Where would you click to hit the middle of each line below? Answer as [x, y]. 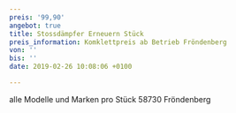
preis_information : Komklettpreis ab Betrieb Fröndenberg [118, 42]
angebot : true [35, 26]
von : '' [23, 50]
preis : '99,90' [37, 17]
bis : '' [23, 58]
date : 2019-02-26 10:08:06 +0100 [71, 67]
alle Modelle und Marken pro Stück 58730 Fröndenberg [110, 99]
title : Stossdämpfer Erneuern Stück [76, 34]
